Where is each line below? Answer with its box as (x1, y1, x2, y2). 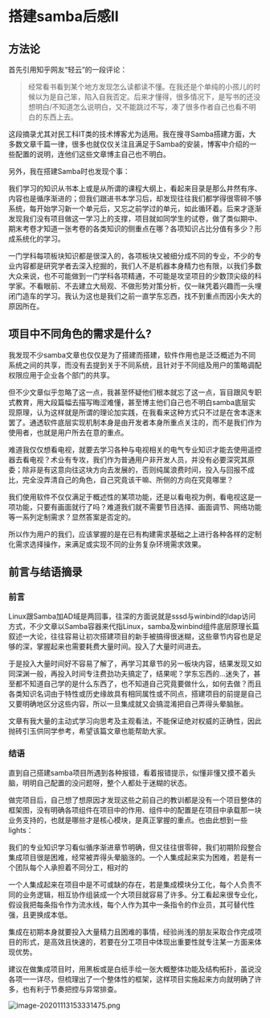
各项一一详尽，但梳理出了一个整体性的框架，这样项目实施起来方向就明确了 (8, 974, 255, 983)
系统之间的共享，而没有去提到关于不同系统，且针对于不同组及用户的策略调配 (8, 360, 262, 370)
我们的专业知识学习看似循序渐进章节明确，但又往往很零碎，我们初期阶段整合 (8, 842, 262, 852)
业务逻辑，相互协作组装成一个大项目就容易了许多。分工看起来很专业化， (22, 889, 262, 899)
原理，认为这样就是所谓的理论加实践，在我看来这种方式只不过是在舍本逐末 (14, 408, 262, 417)
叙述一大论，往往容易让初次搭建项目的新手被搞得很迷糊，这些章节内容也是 (8, 631, 255, 641)
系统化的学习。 (14, 234, 65, 243)
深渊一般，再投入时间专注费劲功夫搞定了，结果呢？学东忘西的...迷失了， (14, 668, 255, 678)
